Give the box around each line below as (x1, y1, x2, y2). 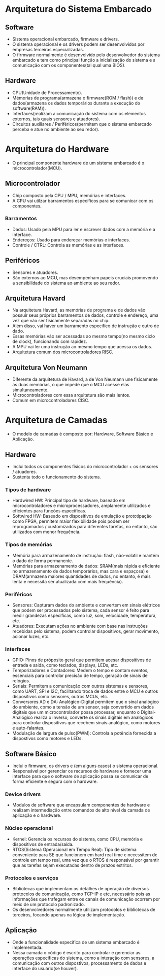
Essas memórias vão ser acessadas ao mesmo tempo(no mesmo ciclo (12, 334, 155, 339)
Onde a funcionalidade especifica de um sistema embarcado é (12, 939, 140, 945)
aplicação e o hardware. (12, 812, 62, 818)
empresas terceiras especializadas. (12, 47, 84, 52)
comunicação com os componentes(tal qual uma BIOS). (12, 63, 126, 68)
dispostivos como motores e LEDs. (12, 736, 83, 741)
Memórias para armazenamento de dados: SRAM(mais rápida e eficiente (12, 563, 160, 569)
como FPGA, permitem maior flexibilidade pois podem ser (12, 518, 130, 524)
